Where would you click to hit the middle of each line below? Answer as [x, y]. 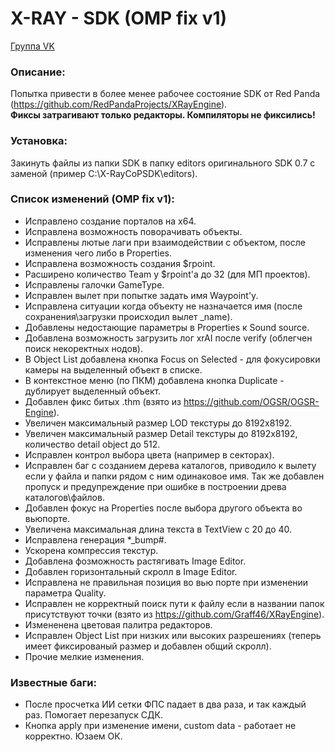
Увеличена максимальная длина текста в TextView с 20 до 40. [158, 529]
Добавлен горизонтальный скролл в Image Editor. [131, 571]
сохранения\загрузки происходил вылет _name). [128, 316]
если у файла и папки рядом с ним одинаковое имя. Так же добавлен [174, 476]
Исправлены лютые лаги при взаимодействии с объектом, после [165, 242]
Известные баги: [53, 682]
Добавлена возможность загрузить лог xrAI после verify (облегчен [168, 338]
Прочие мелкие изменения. [84, 656]
